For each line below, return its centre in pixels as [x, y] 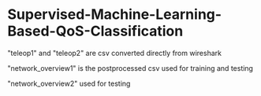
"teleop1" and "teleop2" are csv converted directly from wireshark [115, 53]
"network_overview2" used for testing [69, 83]
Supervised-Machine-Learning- [115, 15]
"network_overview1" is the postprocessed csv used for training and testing [130, 68]
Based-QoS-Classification [95, 31]
